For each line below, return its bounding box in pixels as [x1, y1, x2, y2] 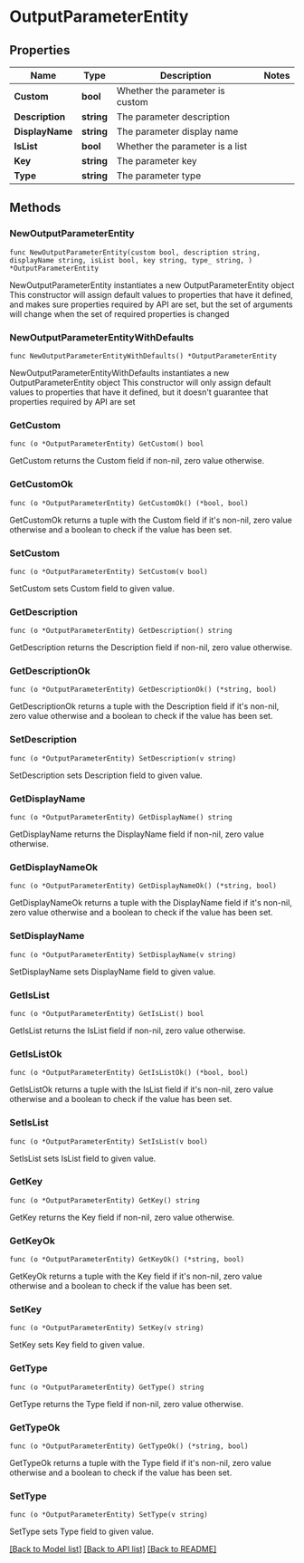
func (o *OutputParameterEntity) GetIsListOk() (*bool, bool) [9, 1069, 249, 1078]
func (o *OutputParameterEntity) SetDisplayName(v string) [9, 950, 237, 959]
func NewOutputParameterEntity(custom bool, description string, [9, 247, 261, 257]
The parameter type [116, 169, 202, 182]
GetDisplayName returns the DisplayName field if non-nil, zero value [9, 829, 264, 839]
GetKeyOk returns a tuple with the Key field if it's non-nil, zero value [9, 1271, 262, 1282]
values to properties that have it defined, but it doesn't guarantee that [9, 387, 269, 398]
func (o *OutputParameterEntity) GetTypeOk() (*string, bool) [9, 1442, 249, 1451]
